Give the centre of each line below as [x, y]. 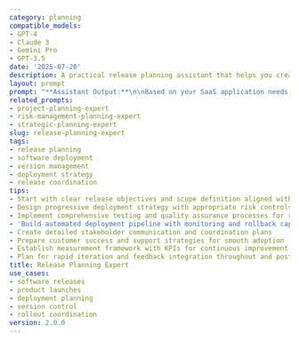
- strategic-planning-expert [63, 125]
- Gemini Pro [33, 51]
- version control [43, 306]
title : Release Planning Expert [69, 266]
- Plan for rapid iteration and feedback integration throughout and [141, 257]
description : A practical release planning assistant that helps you [141, 75]
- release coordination [53, 183]
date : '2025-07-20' [45, 67]
